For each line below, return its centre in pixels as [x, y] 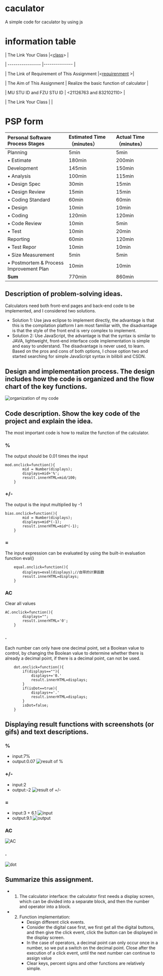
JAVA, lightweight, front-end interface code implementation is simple [81, 341]
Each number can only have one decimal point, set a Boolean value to [75, 648]
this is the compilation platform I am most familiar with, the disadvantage [84, 325]
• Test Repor [22, 247]
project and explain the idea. [49, 421]
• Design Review [26, 192]
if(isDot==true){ [40, 688]
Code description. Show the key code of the [73, 414]
